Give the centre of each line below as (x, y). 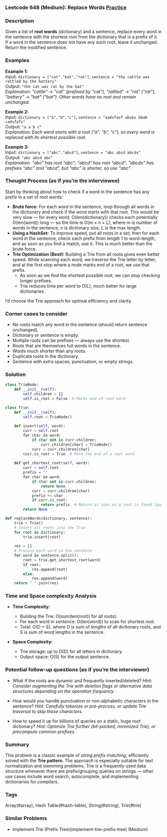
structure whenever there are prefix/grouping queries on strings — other (80, 771)
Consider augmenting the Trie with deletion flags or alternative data (82, 686)
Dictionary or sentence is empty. (46, 335)
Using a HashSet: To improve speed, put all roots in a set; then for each (86, 233)
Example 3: (17, 147)
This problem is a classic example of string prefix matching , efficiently (77, 755)
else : (29, 574)
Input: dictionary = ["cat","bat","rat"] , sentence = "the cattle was (78, 77)
